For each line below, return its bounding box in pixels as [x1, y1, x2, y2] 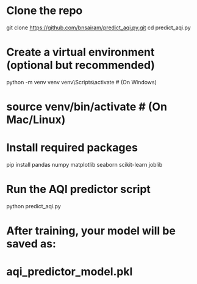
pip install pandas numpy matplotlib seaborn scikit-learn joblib [6, 161, 163, 168]
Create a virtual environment [6, 45, 155, 59]
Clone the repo [6, 4, 83, 18]
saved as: [6, 237, 56, 251]
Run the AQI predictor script [6, 183, 151, 196]
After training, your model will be [6, 224, 176, 238]
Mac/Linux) [6, 113, 66, 127]
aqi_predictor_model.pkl [6, 265, 133, 279]
